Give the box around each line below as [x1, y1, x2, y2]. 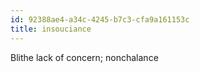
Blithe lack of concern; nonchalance [10, 51, 159, 63]
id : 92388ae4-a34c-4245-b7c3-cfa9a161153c [10, 14, 190, 25]
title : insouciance [10, 24, 92, 34]
